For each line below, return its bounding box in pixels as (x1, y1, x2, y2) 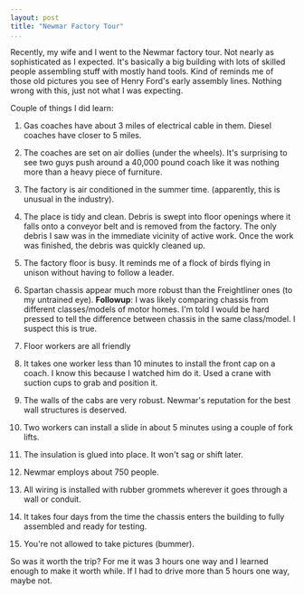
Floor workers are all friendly (23, 340, 131, 351)
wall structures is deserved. (23, 404, 128, 415)
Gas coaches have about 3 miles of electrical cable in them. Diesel (23, 119, 272, 131)
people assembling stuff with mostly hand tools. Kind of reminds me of (10, 65, 274, 77)
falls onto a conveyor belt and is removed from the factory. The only (23, 221, 277, 231)
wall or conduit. (23, 494, 81, 505)
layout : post (10, 13, 60, 23)
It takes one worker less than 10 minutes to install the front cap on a (23, 358, 276, 369)
